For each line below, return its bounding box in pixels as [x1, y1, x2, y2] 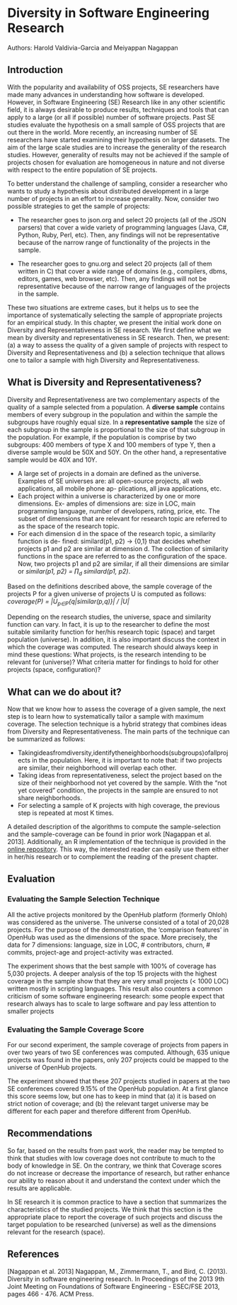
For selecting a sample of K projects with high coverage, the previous [17, 801, 221, 809]
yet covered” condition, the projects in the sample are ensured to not [17, 786, 219, 794]
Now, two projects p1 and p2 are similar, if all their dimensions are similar [17, 559, 230, 568]
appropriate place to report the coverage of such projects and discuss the [7, 1212, 223, 1221]
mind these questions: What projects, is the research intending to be [7, 650, 207, 659]
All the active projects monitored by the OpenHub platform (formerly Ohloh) [7, 910, 228, 918]
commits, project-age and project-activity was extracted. [7, 947, 173, 957]
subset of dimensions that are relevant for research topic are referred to [17, 514, 228, 523]
